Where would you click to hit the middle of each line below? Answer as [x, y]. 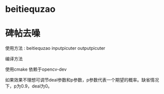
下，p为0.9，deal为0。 [29, 86]
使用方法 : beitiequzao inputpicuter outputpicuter [55, 48]
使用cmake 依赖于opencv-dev [36, 69]
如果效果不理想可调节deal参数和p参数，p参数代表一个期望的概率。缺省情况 [82, 80]
